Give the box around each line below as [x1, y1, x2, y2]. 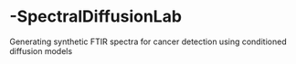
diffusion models [9, 45, 73, 56]
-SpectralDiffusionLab [9, 6, 183, 27]
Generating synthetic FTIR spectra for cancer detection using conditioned [9, 36, 287, 47]
